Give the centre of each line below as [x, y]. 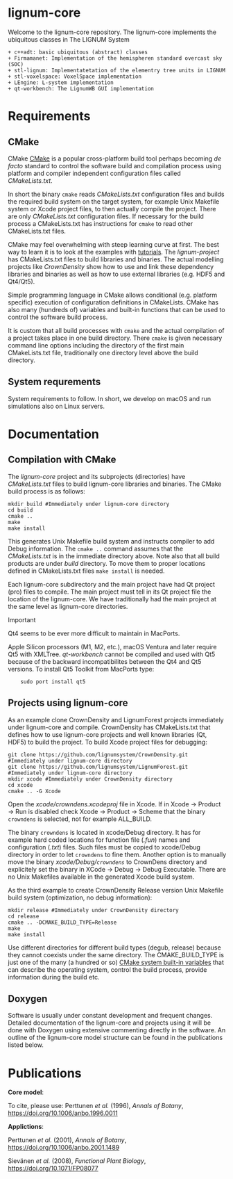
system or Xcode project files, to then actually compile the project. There [112, 209]
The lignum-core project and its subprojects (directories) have [97, 476]
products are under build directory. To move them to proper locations [107, 563]
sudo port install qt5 [53, 682]
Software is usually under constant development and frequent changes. [110, 1016]
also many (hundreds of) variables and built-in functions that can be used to [116, 309]
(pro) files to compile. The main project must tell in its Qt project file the [110, 592]
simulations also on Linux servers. [57, 406]
